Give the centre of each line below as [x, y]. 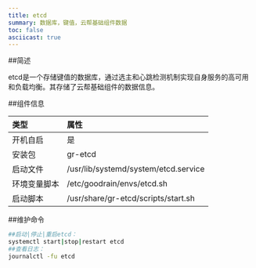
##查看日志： [26, 249]
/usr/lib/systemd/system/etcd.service [136, 169]
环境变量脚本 [36, 184]
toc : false [26, 30]
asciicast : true [34, 37]
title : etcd [27, 15]
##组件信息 [26, 103]
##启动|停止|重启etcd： [43, 235]
